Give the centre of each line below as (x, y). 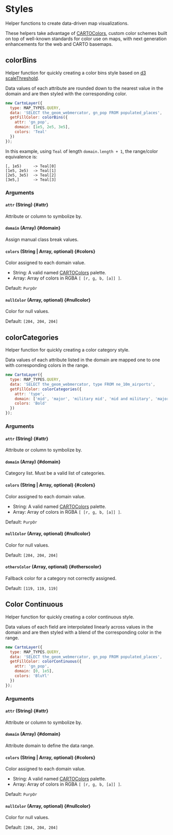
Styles (19, 9)
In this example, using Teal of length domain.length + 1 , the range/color (82, 151)
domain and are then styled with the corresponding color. (66, 94)
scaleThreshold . (22, 78)
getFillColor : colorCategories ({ (46, 389)
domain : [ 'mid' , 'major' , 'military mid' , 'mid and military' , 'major (92, 399)
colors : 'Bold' (31, 404)
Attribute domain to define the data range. (50, 745)
